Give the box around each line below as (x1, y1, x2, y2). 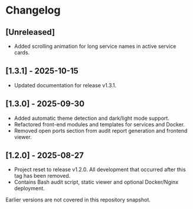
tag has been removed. (14, 172, 71, 179)
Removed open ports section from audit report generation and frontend (14, 127, 188, 134)
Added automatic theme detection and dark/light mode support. (14, 115, 169, 122)
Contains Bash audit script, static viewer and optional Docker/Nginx (14, 178, 179, 186)
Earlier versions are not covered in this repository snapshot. (5, 196, 151, 204)
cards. (14, 49, 30, 56)
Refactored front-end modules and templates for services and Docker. (14, 120, 185, 128)
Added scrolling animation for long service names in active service (14, 43, 176, 50)
